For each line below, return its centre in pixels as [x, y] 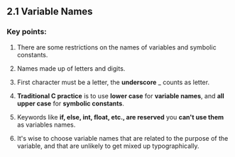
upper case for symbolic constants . [71, 103]
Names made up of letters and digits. [71, 68]
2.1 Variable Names [50, 12]
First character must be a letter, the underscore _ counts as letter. [113, 82]
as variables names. [46, 124]
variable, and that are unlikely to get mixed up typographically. [108, 146]
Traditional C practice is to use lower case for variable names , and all [120, 95]
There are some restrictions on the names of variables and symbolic [117, 47]
